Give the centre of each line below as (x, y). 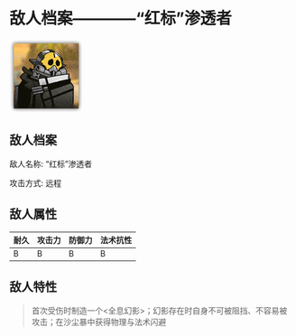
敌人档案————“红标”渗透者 (121, 19)
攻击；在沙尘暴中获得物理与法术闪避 (99, 322)
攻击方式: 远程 (35, 182)
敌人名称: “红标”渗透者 (51, 163)
